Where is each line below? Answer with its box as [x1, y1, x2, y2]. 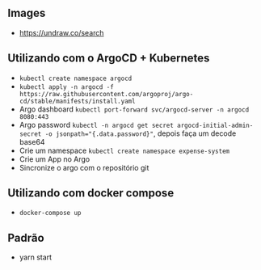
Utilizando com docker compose [7, 186, 175, 200]
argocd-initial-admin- [176, 121, 254, 129]
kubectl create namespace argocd [19, 74, 133, 82]
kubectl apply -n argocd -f [19, 82, 114, 91]
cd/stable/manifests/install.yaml [19, 97, 136, 105]
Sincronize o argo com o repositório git [19, 162, 149, 172]
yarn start [19, 252, 53, 262]
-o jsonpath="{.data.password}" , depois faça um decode [44, 129, 237, 138]
